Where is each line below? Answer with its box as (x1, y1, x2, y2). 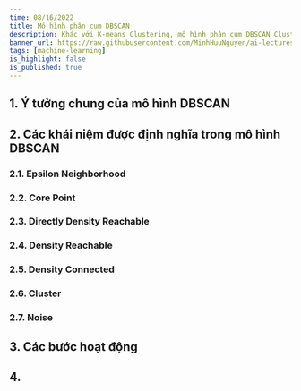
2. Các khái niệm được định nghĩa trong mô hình (9, 126, 281, 141)
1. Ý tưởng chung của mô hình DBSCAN (9, 96, 231, 112)
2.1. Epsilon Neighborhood (9, 167, 126, 180)
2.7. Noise (9, 311, 54, 324)
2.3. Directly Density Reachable (9, 216, 150, 228)
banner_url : (9, 38, 54, 47)
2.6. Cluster (9, 287, 62, 300)
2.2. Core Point (9, 191, 76, 204)
